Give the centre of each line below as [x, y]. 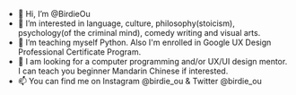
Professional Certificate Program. [79, 52]
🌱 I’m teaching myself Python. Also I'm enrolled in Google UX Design [144, 42]
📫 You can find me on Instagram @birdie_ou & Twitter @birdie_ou [139, 81]
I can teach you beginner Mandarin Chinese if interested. [123, 71]
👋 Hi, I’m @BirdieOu [54, 14]
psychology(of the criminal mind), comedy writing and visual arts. [139, 33]
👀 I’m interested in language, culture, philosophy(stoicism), [126, 23]
